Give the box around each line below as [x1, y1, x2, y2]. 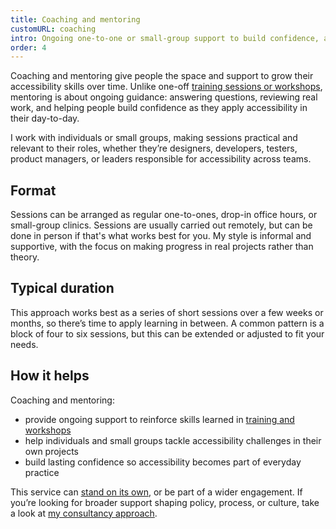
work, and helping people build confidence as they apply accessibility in [10, 102, 308, 114]
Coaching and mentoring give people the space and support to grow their [10, 70, 314, 82]
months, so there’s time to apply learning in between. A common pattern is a [10, 317, 325, 329]
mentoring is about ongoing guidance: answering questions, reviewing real [10, 91, 318, 103]
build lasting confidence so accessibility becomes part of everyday [24, 456, 302, 468]
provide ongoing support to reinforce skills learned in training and [24, 413, 295, 425]
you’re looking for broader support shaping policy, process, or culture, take [10, 496, 320, 508]
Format [10, 182, 57, 199]
